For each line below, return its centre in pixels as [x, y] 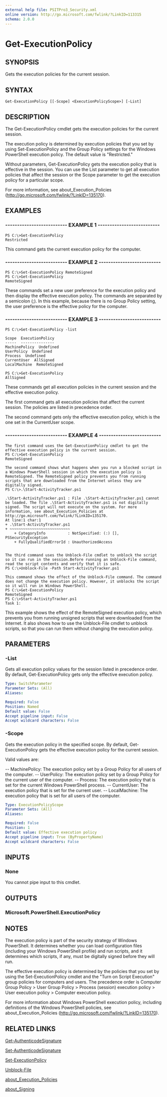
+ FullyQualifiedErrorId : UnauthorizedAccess [63, 542]
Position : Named [22, 706]
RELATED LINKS [30, 1029]
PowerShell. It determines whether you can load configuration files [74, 946]
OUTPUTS [21, 898]
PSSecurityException [27, 537]
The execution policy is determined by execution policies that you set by [79, 144]
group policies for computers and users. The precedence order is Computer [83, 982]
